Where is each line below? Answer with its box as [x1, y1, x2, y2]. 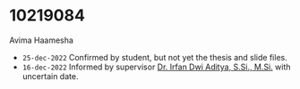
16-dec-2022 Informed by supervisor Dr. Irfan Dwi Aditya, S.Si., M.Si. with [21, 61, 291, 72]
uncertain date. [21, 70, 79, 81]
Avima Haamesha [9, 35, 74, 45]
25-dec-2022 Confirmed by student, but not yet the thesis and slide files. [21, 52, 288, 62]
